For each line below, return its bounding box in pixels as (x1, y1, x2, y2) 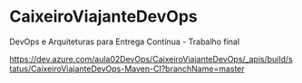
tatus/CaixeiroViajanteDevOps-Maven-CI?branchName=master (9, 63, 245, 74)
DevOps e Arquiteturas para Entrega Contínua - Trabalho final (9, 36, 240, 47)
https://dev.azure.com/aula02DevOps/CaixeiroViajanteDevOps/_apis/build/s (9, 53, 293, 64)
